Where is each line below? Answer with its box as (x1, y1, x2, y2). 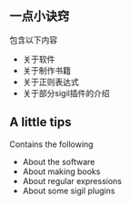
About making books (22, 166, 101, 177)
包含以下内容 (9, 34, 57, 45)
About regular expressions (22, 175, 123, 186)
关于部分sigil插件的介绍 (22, 87, 110, 98)
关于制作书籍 (22, 64, 71, 75)
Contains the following (9, 139, 94, 150)
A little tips (9, 114, 72, 130)
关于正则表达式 (22, 76, 79, 87)
